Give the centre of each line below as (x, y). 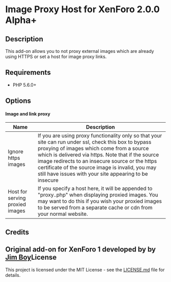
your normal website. (63, 214)
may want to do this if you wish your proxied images (99, 201)
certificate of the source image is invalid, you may (97, 167)
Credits (17, 232)
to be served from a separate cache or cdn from (95, 208)
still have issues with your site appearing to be (93, 174)
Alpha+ (21, 20)
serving (17, 198)
